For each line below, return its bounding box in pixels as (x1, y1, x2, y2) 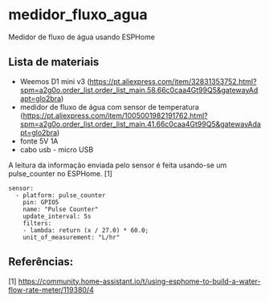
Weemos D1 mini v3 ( (19, 76, 90, 86)
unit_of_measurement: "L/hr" (22, 233, 120, 241)
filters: (22, 219, 52, 228)
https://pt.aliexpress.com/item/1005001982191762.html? (22, 111, 208, 120)
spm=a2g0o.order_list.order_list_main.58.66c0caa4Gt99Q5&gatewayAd (19, 85, 259, 95)
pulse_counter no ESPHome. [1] (8, 168, 112, 178)
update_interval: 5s (22, 212, 92, 220)
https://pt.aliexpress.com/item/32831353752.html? (89, 76, 257, 86)
